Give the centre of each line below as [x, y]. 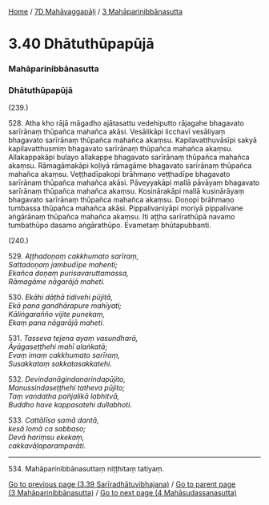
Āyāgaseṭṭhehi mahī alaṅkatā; [58, 347]
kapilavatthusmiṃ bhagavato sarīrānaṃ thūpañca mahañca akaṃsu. [121, 149]
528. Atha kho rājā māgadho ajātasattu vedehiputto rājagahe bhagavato [126, 123]
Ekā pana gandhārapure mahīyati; [65, 306]
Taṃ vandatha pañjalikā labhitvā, [64, 396]
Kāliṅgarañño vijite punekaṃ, [57, 315]
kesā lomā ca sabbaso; [47, 429]
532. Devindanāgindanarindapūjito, [67, 379]
